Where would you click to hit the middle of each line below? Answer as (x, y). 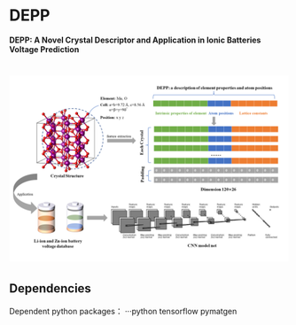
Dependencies (50, 289)
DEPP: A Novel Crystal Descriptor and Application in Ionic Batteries (135, 40)
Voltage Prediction (44, 49)
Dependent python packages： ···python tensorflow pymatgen (123, 311)
